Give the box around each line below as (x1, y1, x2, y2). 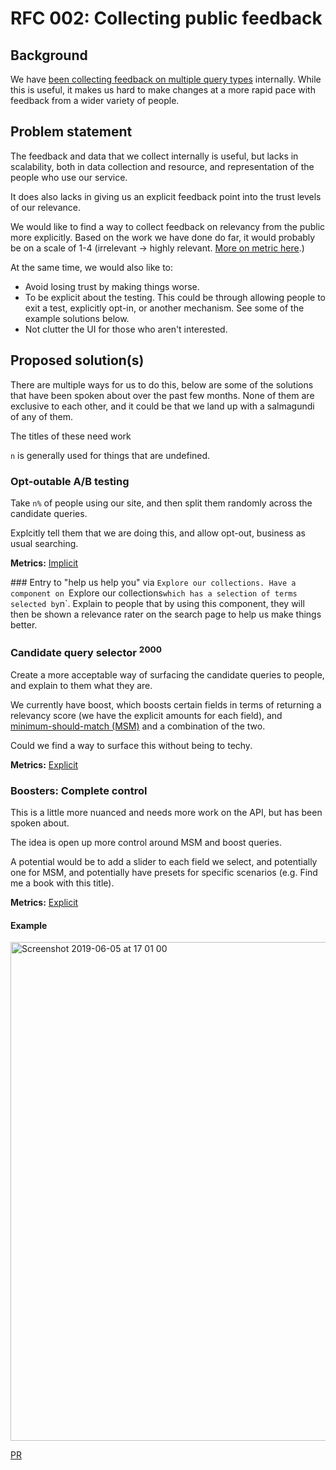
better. (10, 618, 38, 631)
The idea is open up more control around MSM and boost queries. (10, 836, 282, 848)
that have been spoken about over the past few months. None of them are (10, 389, 315, 401)
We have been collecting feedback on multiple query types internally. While (10, 73, 322, 85)
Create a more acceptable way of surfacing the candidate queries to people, (10, 668, 325, 681)
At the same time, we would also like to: (10, 261, 174, 273)
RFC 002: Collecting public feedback (10, 7, 323, 30)
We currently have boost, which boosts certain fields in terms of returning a (10, 698, 322, 711)
